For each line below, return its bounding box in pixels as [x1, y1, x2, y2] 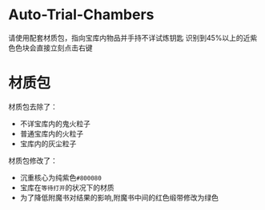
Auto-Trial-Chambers [8, 6, 155, 24]
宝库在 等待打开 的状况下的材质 [19, 182, 114, 192]
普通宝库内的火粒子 [19, 129, 84, 138]
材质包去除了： [8, 101, 58, 111]
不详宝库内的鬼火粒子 [19, 118, 90, 129]
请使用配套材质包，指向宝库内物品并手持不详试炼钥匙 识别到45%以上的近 [8, 33, 251, 42]
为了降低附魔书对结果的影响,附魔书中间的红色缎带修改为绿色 [19, 192, 219, 202]
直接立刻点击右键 [35, 42, 93, 53]
